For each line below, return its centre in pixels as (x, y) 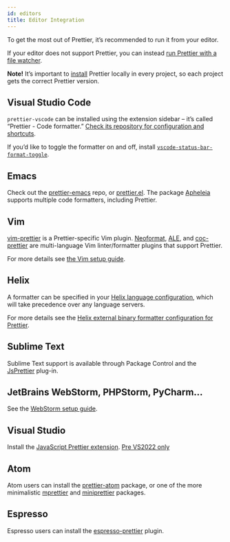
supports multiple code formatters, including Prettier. (82, 200)
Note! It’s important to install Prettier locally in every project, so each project (115, 74)
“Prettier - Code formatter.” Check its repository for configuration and (106, 126)
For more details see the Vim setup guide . (66, 258)
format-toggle (28, 155)
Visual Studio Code (49, 102)
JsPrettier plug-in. (33, 371)
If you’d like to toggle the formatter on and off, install (82, 147)
